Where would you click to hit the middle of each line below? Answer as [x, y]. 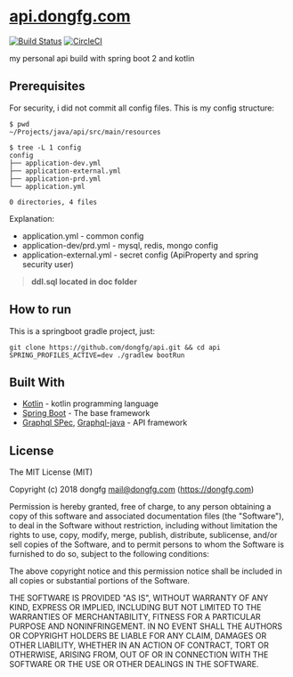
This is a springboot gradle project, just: [82, 330]
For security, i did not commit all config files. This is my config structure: [142, 108]
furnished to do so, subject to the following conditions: [109, 554]
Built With [37, 382]
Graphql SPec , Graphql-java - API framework [105, 423]
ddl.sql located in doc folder [84, 281]
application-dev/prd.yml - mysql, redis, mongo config [120, 245]
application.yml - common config [83, 236]
